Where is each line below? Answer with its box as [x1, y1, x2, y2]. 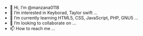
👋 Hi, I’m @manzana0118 [9, 5, 60, 10]
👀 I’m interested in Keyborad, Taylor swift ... [9, 10, 98, 16]
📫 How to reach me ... [9, 26, 55, 31]
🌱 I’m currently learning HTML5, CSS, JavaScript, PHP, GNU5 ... [9, 15, 139, 20]
